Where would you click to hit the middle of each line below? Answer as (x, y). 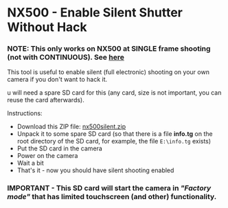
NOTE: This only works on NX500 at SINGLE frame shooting (109, 49)
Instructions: (25, 113)
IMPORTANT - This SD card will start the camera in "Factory (109, 188)
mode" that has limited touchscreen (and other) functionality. (112, 197)
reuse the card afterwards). (46, 100)
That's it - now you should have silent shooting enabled (95, 170)
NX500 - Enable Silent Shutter (95, 13)
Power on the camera (47, 156)
